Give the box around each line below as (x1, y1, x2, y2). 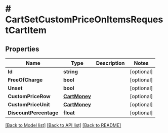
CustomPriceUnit (8, 101, 50, 108)
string (63, 68, 78, 75)
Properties (5, 45, 39, 53)
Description (96, 60, 125, 66)
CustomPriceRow (8, 93, 51, 100)
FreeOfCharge (8, 76, 43, 83)
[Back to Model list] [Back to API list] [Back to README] (5, 122, 121, 128)
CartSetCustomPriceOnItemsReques (5, 14, 163, 25)
